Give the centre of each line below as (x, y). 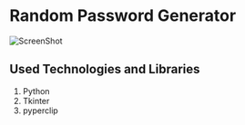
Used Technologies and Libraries (105, 69)
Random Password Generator (123, 16)
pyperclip (41, 111)
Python (36, 91)
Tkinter (36, 101)
